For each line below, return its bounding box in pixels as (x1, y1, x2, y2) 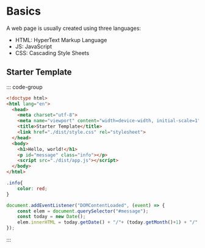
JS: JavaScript (15, 43, 52, 50)
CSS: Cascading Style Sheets (15, 49, 90, 56)
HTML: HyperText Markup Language (15, 36, 107, 43)
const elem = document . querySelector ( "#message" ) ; (17, 208, 149, 214)
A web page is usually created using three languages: (6, 24, 142, 32)
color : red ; (17, 185, 48, 192)
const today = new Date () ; (17, 214, 86, 220)
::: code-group (6, 83, 43, 90)
